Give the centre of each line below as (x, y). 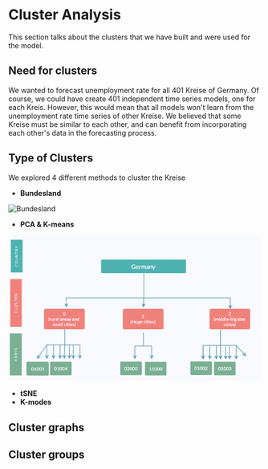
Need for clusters (53, 71)
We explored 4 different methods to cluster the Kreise (97, 177)
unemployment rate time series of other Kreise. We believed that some (125, 116)
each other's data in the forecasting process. (83, 133)
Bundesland (41, 193)
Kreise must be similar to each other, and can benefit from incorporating (128, 124)
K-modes (36, 402)
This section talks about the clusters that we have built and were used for (130, 37)
